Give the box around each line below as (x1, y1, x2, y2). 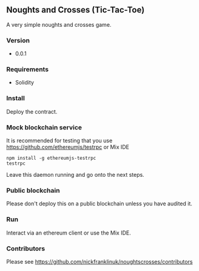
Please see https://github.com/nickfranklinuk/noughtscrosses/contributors (6, 258, 193, 265)
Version (6, 36, 30, 44)
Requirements (6, 65, 49, 74)
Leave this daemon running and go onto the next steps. (6, 171, 144, 178)
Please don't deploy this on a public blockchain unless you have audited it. (6, 200, 193, 207)
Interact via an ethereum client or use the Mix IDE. (6, 229, 132, 236)
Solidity (15, 79, 35, 86)
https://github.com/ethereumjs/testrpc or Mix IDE (6, 143, 129, 151)
